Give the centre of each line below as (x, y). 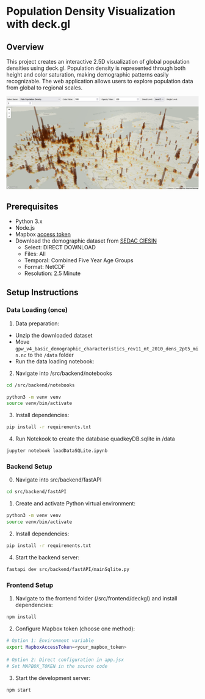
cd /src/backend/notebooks (41, 385)
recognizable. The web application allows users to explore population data (100, 81)
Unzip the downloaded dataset (54, 335)
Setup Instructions (42, 293)
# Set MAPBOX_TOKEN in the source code (57, 667)
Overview (25, 47)
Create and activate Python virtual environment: (75, 504)
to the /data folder (51, 355)
